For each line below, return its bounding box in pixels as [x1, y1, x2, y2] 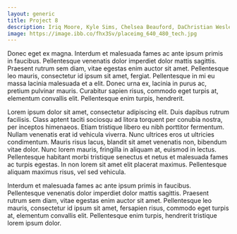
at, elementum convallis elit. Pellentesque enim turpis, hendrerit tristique [7, 211, 217, 220]
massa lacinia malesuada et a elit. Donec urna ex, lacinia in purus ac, [7, 79, 207, 88]
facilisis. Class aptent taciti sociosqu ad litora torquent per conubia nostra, [7, 116, 223, 124]
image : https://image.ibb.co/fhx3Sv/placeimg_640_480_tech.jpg [7, 30, 197, 37]
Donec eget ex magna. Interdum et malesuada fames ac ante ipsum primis [7, 49, 224, 58]
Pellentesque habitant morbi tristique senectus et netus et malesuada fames [7, 153, 229, 161]
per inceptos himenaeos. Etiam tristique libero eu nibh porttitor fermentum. [7, 123, 224, 131]
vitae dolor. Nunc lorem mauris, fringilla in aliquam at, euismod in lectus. [7, 145, 217, 154]
